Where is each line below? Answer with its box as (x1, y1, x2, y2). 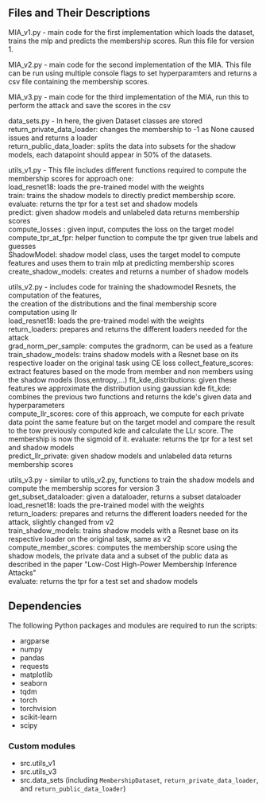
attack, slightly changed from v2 (8, 517, 114, 527)
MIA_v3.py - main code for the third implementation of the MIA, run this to (8, 91, 249, 102)
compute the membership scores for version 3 (8, 483, 160, 492)
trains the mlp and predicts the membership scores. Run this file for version (8, 36, 255, 45)
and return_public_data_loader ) (19, 784, 126, 793)
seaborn (19, 678, 48, 687)
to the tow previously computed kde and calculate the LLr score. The (8, 426, 233, 435)
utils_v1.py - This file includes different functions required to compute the (8, 165, 248, 174)
